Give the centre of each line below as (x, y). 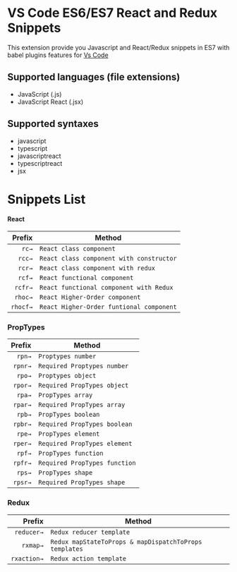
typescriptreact (40, 163)
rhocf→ (22, 307)
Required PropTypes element (85, 444)
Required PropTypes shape (82, 482)
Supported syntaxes (53, 124)
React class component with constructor (109, 258)
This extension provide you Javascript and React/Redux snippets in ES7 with (119, 47)
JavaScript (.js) (39, 94)
